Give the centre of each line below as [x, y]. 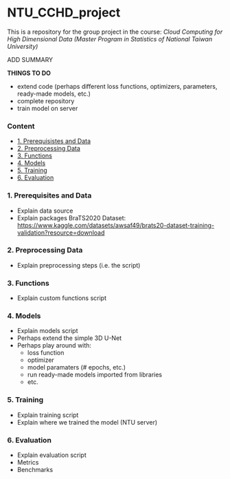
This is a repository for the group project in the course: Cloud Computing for [115, 32]
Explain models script [47, 331]
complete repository [46, 100]
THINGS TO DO [29, 73]
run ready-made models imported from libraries [95, 375]
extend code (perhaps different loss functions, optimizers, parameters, [117, 86]
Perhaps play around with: [54, 345]
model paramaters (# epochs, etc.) [76, 368]
